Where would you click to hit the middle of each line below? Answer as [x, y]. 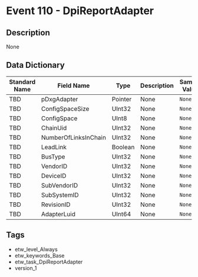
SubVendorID [60, 185]
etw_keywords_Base [39, 255]
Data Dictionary [35, 65]
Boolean [123, 147]
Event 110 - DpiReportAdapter [80, 11]
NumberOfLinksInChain [73, 137]
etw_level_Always [36, 249]
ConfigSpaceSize [65, 108]
